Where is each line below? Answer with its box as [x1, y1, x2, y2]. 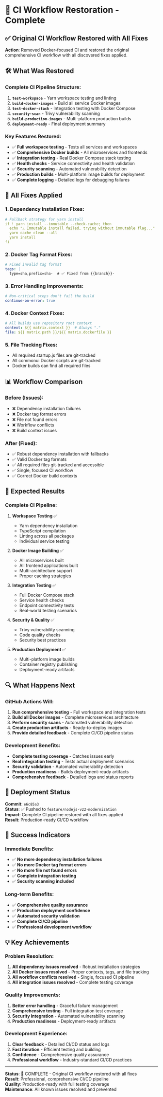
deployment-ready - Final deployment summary [12, 121, 106, 127]
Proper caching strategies [19, 573, 71, 579]
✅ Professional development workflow [12, 924, 92, 930]
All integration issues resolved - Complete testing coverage [12, 979, 133, 985]
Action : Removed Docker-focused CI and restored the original [5, 47, 130, 53]
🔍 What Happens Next [5, 681, 75, 690]
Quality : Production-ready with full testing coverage [5, 1081, 110, 1087]
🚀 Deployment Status [5, 788, 70, 796]
